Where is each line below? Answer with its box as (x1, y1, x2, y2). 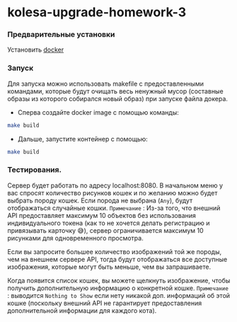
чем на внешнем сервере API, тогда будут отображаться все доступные (7, 255, 228, 263)
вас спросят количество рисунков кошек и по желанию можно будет (7, 188, 218, 197)
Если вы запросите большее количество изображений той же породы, (7, 247, 221, 255)
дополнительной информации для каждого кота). (7, 306, 157, 315)
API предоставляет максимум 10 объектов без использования (7, 211, 197, 219)
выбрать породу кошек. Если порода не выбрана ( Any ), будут (7, 196, 193, 205)
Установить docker (7, 45, 64, 54)
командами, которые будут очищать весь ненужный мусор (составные (7, 86, 224, 96)
